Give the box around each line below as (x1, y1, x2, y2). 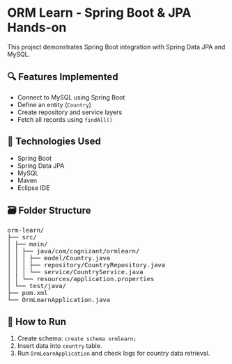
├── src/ (7, 233, 37, 242)
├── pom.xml (7, 289, 48, 297)
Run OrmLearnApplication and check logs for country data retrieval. (17, 349, 210, 358)
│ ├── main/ (7, 240, 48, 248)
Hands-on (7, 19, 67, 35)
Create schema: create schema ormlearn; (17, 334, 137, 342)
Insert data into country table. (17, 342, 102, 350)
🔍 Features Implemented (7, 71, 118, 83)
